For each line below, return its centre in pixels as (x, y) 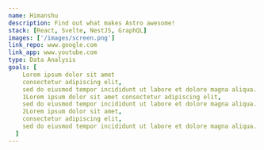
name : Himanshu (33, 15)
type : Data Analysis (42, 60)
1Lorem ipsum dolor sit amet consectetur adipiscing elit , (122, 97)
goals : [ (23, 67)
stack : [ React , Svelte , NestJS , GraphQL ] (78, 30)
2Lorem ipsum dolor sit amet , (73, 112)
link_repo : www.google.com (53, 45)
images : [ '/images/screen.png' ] (61, 38)
